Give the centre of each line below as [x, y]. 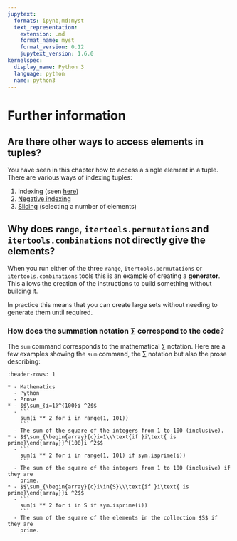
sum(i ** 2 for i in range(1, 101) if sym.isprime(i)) [103, 456]
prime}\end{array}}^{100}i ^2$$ [55, 443]
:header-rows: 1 [31, 375]
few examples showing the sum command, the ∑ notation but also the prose [117, 354]
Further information [67, 115]
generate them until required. [50, 313]
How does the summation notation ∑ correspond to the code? [116, 331]
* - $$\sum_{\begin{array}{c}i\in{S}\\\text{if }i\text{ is [99, 487]
